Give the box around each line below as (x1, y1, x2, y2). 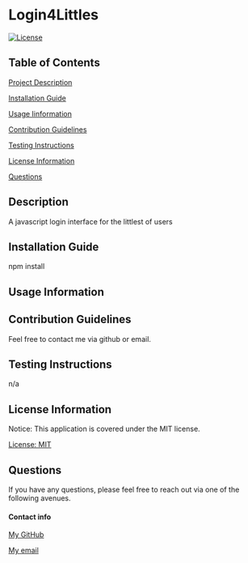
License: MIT (8, 440, 52, 450)
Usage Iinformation (8, 109, 73, 118)
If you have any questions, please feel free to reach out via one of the (8, 484, 240, 495)
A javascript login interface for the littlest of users (8, 216, 173, 226)
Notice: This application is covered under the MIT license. (8, 424, 200, 434)
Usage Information (8, 285, 105, 299)
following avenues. (8, 493, 71, 503)
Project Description (8, 77, 73, 87)
